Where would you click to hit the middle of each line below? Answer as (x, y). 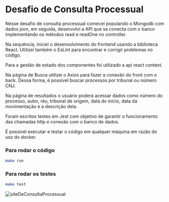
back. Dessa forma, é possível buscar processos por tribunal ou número (81, 80)
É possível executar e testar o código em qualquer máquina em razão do (81, 132)
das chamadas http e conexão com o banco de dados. (62, 121)
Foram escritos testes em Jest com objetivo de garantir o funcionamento (81, 116)
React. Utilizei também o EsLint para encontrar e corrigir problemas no (79, 49)
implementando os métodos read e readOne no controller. (66, 34)
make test (16, 185)
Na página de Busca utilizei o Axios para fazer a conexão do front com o (81, 74)
